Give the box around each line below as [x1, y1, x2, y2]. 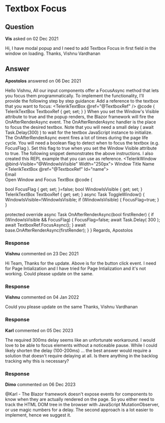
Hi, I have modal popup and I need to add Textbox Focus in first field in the [5, 45, 156, 51]
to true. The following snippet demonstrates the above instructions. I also [5, 150, 154, 156]
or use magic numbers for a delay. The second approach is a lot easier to [5, 407, 154, 413]
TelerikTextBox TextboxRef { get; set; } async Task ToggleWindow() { [5, 191, 145, 197]
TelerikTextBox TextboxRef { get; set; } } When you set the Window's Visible [5, 108, 159, 114]
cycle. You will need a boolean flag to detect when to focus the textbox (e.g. [5, 140, 160, 146]
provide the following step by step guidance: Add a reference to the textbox [5, 98, 159, 104]
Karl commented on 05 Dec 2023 [5, 327, 73, 333]
